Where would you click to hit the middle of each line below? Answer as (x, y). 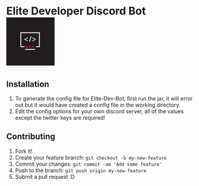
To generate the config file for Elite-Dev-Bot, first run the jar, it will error (104, 98)
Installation (28, 84)
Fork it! (24, 151)
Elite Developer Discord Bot (76, 11)
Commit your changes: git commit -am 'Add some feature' (89, 164)
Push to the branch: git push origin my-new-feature (81, 170)
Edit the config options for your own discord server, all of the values (99, 111)
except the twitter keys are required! (60, 118)
